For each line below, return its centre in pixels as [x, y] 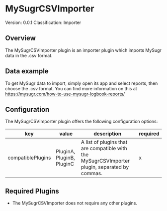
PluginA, [65, 152]
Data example [27, 71]
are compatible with [104, 149]
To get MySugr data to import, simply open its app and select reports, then [82, 83]
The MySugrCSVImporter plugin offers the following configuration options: [82, 121]
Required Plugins [32, 191]
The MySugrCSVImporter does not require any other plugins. [75, 203]
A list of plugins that [104, 142]
